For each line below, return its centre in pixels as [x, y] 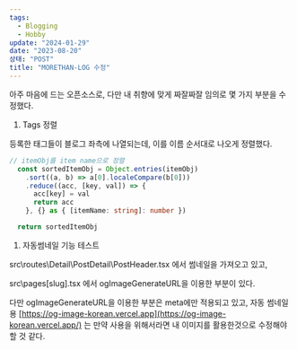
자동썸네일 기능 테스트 [61, 245]
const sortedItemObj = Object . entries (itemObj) [108, 169]
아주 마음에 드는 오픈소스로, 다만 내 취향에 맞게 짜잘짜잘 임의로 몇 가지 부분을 [143, 94]
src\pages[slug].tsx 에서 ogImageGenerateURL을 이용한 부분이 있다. [132, 283]
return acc [53, 203]
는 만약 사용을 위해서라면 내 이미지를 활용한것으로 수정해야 [186, 325]
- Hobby [32, 34]
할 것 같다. [27, 336]
